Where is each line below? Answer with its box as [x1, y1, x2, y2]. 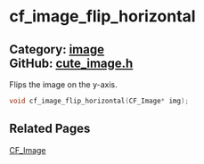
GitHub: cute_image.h [9, 55, 134, 70]
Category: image [9, 42, 105, 57]
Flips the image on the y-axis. [9, 79, 118, 90]
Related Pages [9, 121, 91, 136]
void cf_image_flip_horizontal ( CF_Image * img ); [9, 96, 190, 105]
